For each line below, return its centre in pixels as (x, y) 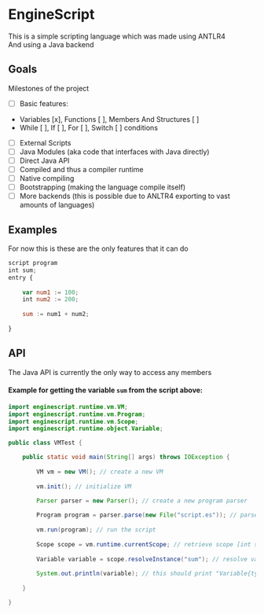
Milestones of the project (49, 88)
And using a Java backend (51, 44)
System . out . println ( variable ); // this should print (125, 574)
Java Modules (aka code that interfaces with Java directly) (114, 152)
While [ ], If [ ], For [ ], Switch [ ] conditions (89, 127)
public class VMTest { (45, 443)
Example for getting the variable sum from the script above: (105, 390)
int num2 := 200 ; (51, 300)
